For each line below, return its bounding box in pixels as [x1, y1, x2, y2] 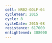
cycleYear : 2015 [5, 12, 38, 17]
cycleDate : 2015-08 [5, 21, 45, 26]
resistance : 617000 [5, 26, 45, 31]
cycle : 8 [5, 16, 23, 21]
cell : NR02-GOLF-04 [5, 7, 45, 12]
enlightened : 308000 [5, 30, 48, 35]
